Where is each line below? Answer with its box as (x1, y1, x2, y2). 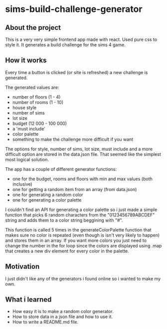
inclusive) (12, 181, 32, 187)
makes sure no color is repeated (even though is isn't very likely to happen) (5, 232, 160, 238)
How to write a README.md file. (12, 319, 79, 325)
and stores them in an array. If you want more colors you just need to (5, 237, 147, 243)
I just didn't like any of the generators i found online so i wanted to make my (5, 275, 161, 282)
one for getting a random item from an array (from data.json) (12, 186, 137, 192)
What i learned (5, 295, 52, 304)
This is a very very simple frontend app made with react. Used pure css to (5, 36, 158, 42)
